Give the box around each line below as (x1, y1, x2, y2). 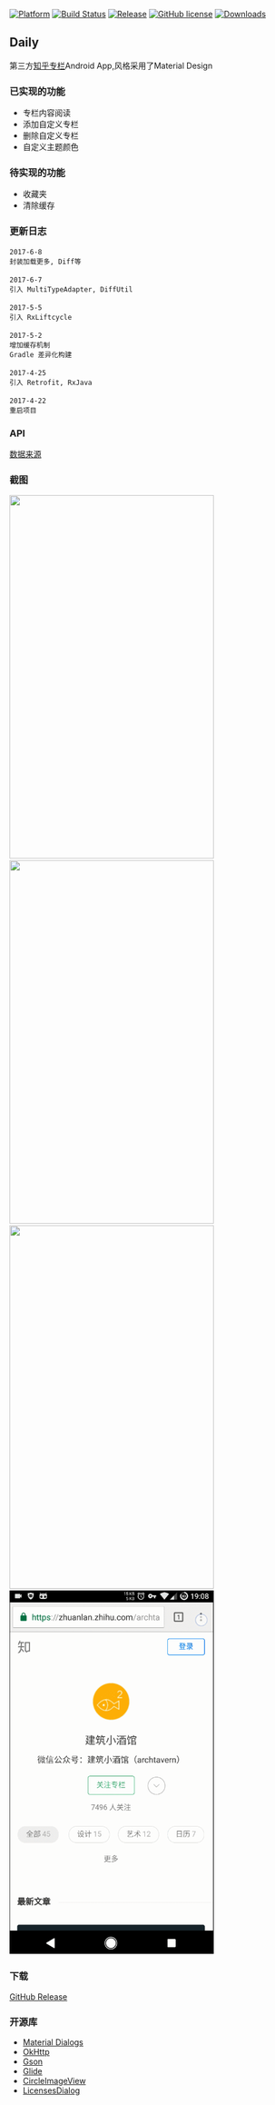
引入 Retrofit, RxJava (9, 378, 93, 387)
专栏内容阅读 (22, 107, 71, 118)
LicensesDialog (22, 2085, 81, 2096)
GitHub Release (9, 1991, 68, 2002)
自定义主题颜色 (22, 142, 79, 153)
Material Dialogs (22, 2036, 84, 2048)
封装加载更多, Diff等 (9, 257, 82, 266)
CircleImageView (22, 2075, 86, 2086)
